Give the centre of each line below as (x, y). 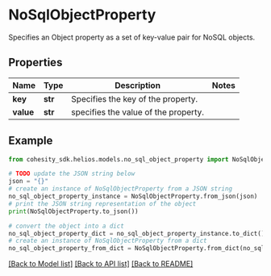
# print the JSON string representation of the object (102, 203)
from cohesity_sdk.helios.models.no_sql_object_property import (119, 159)
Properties (35, 63)
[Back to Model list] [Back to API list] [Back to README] (101, 264)
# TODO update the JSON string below (72, 174)
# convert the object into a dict (67, 226)
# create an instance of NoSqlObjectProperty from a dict (108, 241)
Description (138, 85)
